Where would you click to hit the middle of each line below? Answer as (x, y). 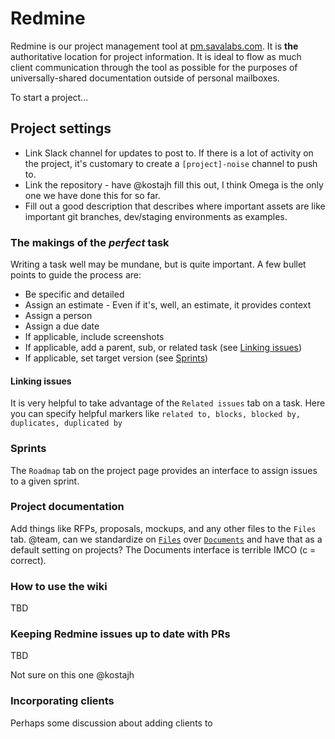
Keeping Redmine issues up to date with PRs (120, 634)
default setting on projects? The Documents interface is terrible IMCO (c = (163, 549)
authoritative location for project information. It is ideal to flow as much (156, 56)
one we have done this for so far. (92, 195)
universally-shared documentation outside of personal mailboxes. (145, 78)
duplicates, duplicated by (66, 423)
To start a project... (49, 97)
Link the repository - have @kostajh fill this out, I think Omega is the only (174, 184)
